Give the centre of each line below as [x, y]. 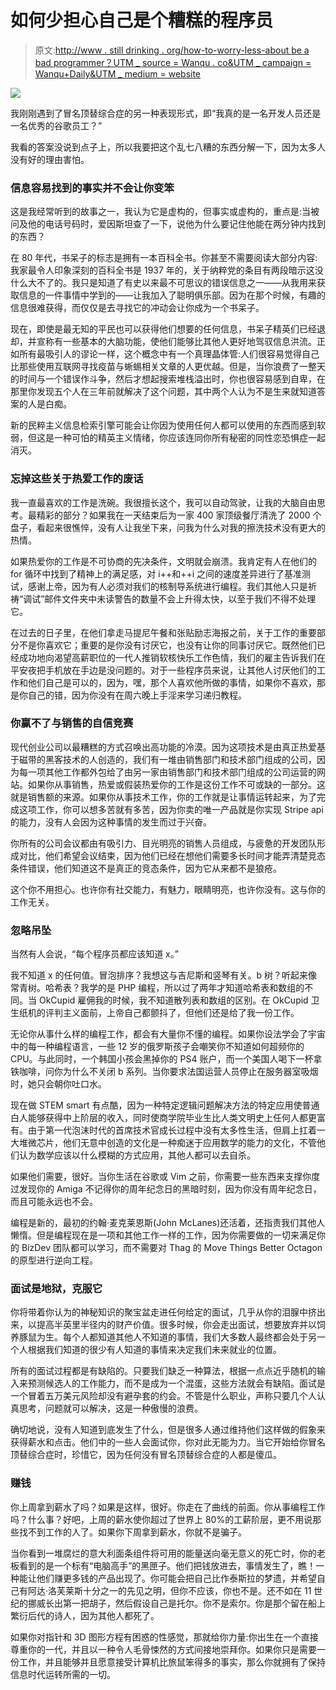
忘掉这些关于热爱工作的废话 [77, 479]
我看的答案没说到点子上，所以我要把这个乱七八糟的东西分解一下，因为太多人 [168, 147]
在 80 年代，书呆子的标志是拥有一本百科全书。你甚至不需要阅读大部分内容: [164, 258]
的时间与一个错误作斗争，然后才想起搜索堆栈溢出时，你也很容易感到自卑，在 [168, 379]
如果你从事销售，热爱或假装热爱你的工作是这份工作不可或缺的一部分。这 [176, 784]
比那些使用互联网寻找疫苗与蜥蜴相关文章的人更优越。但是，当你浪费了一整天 [168, 367]
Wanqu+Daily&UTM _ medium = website [118, 73]
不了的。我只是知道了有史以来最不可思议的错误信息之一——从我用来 [176, 283]
